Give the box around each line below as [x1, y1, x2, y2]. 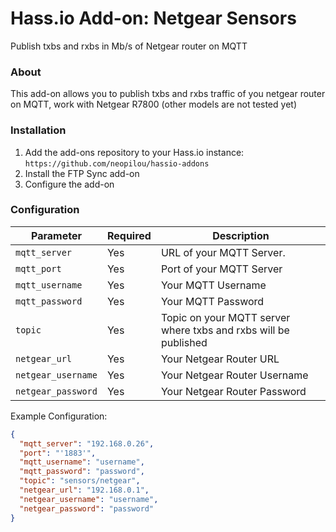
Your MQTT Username [160, 278, 267, 292]
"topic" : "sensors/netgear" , [19, 476, 141, 486]
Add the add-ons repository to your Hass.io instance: [24, 146, 245, 158]
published [160, 335, 208, 349]
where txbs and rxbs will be [160, 323, 290, 337]
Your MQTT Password [160, 294, 265, 308]
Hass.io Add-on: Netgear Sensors [10, 7, 297, 30]
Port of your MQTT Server [160, 262, 283, 276]
